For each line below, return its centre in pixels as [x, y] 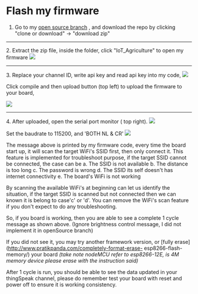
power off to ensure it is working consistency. [61, 285]
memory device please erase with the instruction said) [72, 260]
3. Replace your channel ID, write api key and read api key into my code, [94, 75]
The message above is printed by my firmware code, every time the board [96, 145]
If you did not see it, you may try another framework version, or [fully [90, 242]
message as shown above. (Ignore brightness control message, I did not [94, 224]
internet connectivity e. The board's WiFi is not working [74, 176]
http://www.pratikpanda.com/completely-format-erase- [75, 248]
